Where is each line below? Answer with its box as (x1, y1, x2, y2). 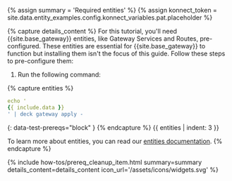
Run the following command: (17, 70, 101, 79)
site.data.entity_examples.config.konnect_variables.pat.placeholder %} (7, 13, 213, 22)
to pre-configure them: (7, 57, 74, 65)
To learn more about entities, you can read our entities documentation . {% (7, 137, 223, 145)
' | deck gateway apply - (7, 110, 83, 118)
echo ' (7, 98, 27, 105)
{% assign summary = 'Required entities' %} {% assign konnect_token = (7, 6, 217, 14)
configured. (7, 42, 41, 50)
